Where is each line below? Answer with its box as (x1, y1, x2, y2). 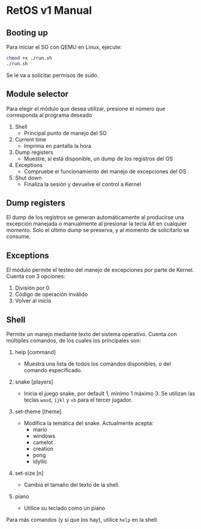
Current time (14, 136, 47, 143)
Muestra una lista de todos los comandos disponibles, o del (23, 360, 171, 367)
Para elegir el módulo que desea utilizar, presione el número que (6, 105, 166, 112)
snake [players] (14, 378, 54, 385)
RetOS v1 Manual (6, 4, 92, 17)
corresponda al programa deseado (6, 111, 92, 118)
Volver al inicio (14, 297, 52, 304)
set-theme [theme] (14, 408, 62, 415)
